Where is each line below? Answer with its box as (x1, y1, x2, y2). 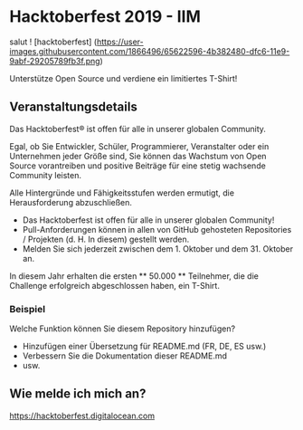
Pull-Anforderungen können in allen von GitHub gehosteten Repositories (22, 224, 292, 234)
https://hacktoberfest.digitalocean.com (9, 410, 156, 421)
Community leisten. (9, 169, 81, 180)
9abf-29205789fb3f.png (9, 55, 101, 66)
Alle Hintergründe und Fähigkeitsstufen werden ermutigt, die (9, 187, 235, 198)
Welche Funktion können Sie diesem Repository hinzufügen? (9, 323, 236, 334)
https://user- (96, 36, 144, 47)
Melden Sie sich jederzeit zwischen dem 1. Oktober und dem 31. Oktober (22, 243, 294, 254)
